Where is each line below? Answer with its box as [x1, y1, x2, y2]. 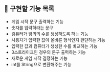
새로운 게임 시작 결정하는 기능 [11, 55, 67, 61]
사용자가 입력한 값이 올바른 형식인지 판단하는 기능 [11, 37, 106, 43]
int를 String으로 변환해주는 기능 [11, 61, 71, 67]
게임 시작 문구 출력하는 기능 [11, 19, 64, 24]
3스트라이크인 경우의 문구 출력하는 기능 [11, 49, 86, 55]
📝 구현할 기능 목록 [4, 4, 54, 13]
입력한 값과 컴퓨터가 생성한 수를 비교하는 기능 [11, 43, 98, 49]
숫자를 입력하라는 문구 [11, 24, 54, 30]
